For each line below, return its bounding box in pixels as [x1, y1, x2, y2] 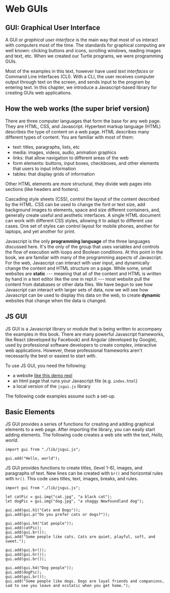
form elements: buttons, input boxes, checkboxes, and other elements [12, 160, 159, 166]
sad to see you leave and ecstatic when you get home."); [5, 583, 130, 588]
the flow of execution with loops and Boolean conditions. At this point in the [5, 249, 163, 255]
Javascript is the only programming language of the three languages [5, 238, 151, 244]
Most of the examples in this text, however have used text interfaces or [5, 68, 154, 74]
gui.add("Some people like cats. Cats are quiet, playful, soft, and [5, 534, 156, 540]
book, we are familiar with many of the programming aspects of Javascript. [5, 254, 162, 260]
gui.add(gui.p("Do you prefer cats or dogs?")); [5, 512, 110, 517]
